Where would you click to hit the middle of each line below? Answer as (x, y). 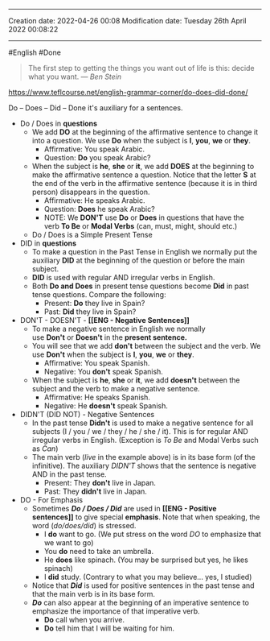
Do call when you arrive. (84, 620)
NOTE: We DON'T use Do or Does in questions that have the (144, 217)
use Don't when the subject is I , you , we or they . (113, 354)
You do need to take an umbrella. (99, 551)
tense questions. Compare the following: (99, 294)
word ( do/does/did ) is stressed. (84, 525)
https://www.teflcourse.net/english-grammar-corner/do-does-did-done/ (128, 92)
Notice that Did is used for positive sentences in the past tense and (143, 585)
